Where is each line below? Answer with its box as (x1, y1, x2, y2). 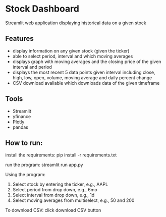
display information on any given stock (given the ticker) (12, 47, 130, 53)
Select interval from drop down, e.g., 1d (12, 192, 95, 198)
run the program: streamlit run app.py (5, 162, 83, 168)
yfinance (12, 113, 31, 119)
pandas (12, 124, 29, 130)
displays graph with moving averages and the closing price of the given (12, 59, 161, 65)
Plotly (12, 119, 25, 125)
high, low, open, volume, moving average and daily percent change (12, 74, 152, 81)
